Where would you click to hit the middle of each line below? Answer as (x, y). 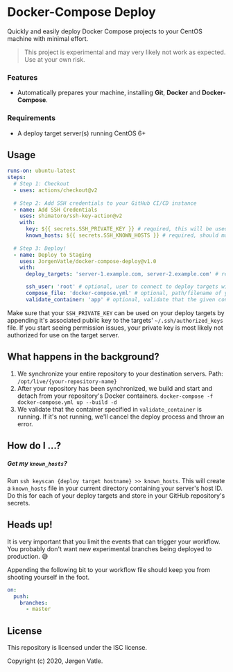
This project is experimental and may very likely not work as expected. (125, 52)
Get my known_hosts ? (37, 463)
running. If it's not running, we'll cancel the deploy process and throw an (121, 417)
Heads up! (30, 525)
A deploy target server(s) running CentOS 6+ (81, 133)
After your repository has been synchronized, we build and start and (115, 388)
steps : (17, 178)
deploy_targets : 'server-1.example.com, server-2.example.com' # (122, 274)
